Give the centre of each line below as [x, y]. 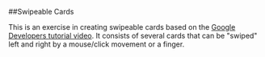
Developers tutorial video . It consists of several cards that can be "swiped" [133, 36]
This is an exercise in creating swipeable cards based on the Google [122, 27]
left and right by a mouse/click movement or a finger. [97, 44]
